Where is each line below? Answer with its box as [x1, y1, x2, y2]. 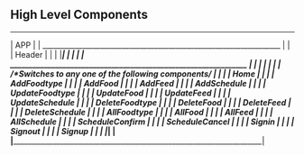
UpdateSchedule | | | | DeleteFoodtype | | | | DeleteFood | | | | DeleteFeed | [10, 96, 291, 107]
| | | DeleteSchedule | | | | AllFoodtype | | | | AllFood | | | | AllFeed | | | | [10, 106, 273, 117]
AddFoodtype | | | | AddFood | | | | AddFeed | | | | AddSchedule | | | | [10, 77, 267, 88]
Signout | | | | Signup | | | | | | [10, 125, 116, 136]
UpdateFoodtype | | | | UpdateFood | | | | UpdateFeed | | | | [10, 87, 231, 98]
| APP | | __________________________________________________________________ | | [10, 40, 290, 50]
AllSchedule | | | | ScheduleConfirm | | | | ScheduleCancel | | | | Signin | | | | [10, 116, 295, 127]
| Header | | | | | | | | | [10, 49, 85, 59]
